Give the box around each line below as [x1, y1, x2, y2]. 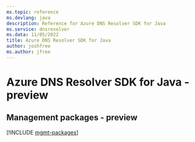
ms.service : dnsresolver [6, 26, 70, 32]
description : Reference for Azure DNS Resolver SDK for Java [6, 20, 166, 26]
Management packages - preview [6, 113, 138, 123]
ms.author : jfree [6, 49, 51, 55]
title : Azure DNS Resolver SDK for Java [6, 37, 112, 43]
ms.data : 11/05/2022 [6, 32, 59, 38]
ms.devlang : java [6, 15, 51, 21]
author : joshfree [6, 43, 51, 50]
